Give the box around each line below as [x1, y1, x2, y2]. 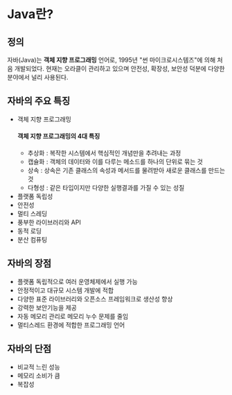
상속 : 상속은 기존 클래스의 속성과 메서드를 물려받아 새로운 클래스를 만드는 [27, 166, 226, 175]
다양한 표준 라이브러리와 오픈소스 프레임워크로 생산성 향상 [17, 295, 173, 303]
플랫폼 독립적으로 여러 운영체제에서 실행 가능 [17, 277, 139, 286]
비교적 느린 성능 [17, 362, 60, 371]
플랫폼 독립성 [17, 192, 53, 201]
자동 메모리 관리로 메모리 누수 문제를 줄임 [17, 312, 129, 320]
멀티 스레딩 [17, 209, 48, 218]
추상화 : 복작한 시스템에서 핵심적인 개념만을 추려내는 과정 [27, 149, 181, 157]
